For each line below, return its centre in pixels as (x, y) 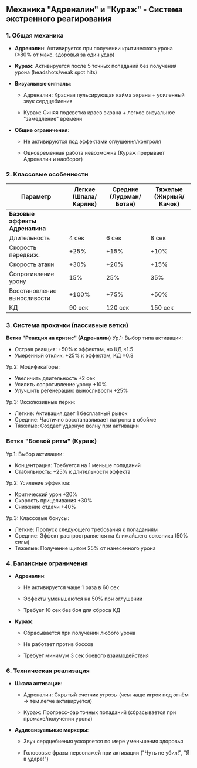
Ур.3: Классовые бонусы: (38, 518)
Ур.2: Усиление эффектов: (38, 482)
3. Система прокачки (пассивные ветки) (67, 325)
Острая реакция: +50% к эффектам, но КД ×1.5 (74, 349)
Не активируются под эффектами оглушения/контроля (92, 141)
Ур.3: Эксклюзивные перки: (41, 402)
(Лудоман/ (125, 196)
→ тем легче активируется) (58, 701)
